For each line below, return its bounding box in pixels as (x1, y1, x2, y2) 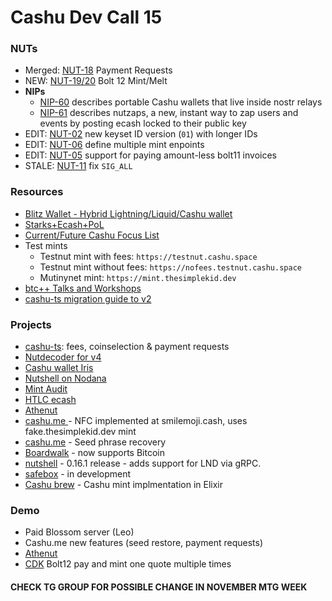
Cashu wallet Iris (24, 362, 94, 374)
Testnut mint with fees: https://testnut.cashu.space (39, 250, 258, 262)
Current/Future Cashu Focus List (24, 229, 160, 241)
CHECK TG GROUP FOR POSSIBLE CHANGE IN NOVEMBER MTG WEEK (10, 581, 308, 593)
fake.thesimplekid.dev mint (24, 426, 137, 438)
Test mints (24, 239, 68, 251)
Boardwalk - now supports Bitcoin (24, 447, 165, 459)
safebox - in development (24, 468, 132, 480)
